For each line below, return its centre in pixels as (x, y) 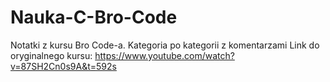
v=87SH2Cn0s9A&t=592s (63, 66)
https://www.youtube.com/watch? (164, 55)
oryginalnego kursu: (51, 55)
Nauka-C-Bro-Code (94, 17)
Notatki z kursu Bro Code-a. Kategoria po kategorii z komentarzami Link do (165, 45)
